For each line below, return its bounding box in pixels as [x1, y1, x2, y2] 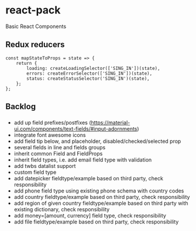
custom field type [13, 169, 57, 176]
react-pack [5, 3, 61, 17]
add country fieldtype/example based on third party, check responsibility [13, 194, 190, 201]
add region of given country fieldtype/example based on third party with [13, 199, 188, 207]
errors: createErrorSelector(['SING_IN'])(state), [26, 71, 153, 76]
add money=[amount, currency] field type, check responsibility [13, 212, 166, 219]
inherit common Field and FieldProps [13, 150, 103, 157]
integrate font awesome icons [13, 132, 86, 139]
